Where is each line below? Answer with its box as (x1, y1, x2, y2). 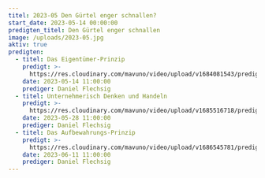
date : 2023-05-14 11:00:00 (22, 77, 111, 85)
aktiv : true (8, 41, 47, 49)
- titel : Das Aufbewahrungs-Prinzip (15, 128, 136, 136)
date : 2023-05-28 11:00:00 (22, 114, 111, 122)
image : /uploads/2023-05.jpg (8, 33, 104, 42)
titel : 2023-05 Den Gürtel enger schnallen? (8, 11, 157, 20)
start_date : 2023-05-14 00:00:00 (8, 19, 118, 27)
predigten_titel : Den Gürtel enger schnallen (8, 26, 160, 34)
